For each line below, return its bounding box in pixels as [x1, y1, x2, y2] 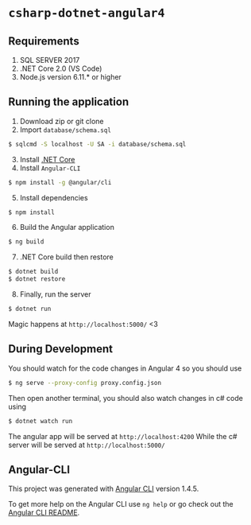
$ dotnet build [8, 268, 59, 276]
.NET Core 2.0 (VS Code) [19, 64, 102, 73]
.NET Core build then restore [19, 252, 114, 262]
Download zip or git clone [19, 116, 105, 126]
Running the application [8, 95, 129, 109]
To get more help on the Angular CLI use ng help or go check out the [8, 500, 234, 509]
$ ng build [8, 238, 44, 246]
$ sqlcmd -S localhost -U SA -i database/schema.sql [8, 140, 187, 148]
